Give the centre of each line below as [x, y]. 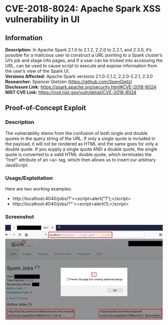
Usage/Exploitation [29, 178]
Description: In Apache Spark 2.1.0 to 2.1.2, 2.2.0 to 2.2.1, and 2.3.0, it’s [78, 50]
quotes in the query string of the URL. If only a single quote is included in [80, 138]
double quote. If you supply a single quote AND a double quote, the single [81, 149]
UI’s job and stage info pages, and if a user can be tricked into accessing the [84, 60]
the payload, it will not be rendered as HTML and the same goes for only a [81, 143]
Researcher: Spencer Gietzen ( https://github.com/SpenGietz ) [69, 81]
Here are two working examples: [39, 188]
